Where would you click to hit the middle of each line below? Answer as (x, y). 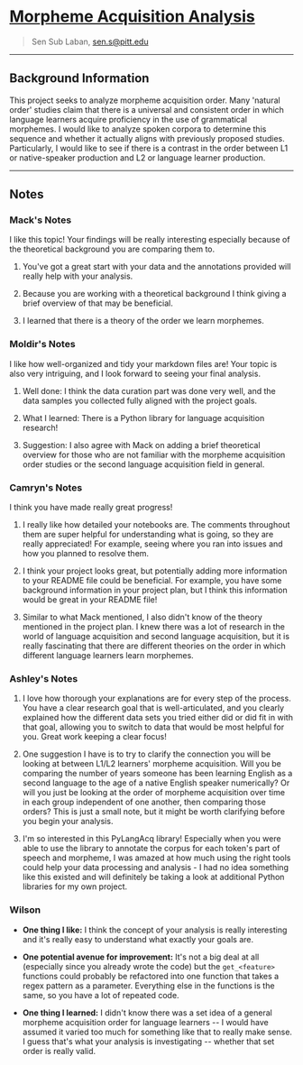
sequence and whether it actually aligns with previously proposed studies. (147, 138)
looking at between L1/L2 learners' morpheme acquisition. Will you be (152, 764)
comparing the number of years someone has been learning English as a (157, 774)
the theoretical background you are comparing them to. (112, 249)
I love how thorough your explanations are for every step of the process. (156, 698)
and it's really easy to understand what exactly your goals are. (138, 939)
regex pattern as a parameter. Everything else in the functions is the (148, 986)
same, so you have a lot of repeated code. (101, 995)
